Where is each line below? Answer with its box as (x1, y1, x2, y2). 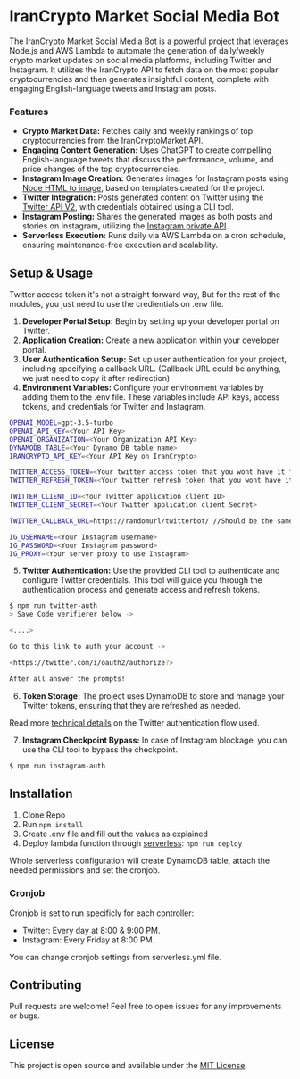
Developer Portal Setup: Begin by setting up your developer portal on (21, 316, 279, 327)
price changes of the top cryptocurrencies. (21, 163, 181, 175)
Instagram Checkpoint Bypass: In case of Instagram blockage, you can (21, 735, 287, 745)
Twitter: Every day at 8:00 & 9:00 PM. (21, 925, 161, 935)
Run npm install (21, 819, 84, 830)
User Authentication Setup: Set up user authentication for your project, (21, 354, 287, 365)
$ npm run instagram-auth (9, 761, 105, 770)
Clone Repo (21, 809, 66, 820)
